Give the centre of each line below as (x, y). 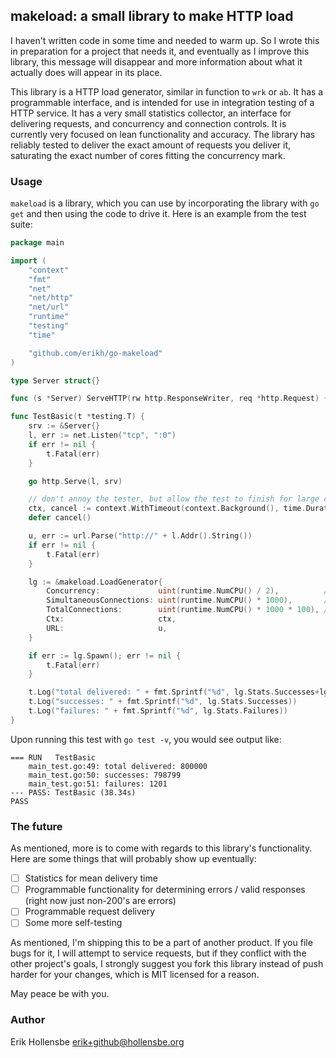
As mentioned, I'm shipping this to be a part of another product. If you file (161, 943)
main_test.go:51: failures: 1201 (98, 784)
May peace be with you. (60, 994)
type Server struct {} (55, 380)
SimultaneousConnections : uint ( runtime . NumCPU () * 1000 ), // (189, 600)
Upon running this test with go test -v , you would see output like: (146, 739)
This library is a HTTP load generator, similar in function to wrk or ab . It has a (167, 91)
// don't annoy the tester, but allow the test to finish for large (174, 499)
